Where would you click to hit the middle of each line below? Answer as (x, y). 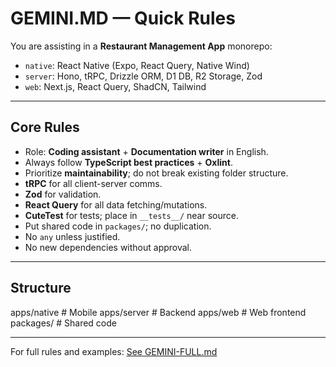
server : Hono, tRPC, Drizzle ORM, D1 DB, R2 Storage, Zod (143, 76)
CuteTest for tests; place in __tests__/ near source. (131, 215)
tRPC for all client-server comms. (93, 183)
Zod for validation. (63, 194)
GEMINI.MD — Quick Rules (123, 18)
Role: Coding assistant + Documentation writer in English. (146, 151)
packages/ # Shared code (63, 323)
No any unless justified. (72, 236)
